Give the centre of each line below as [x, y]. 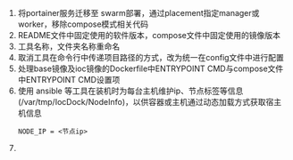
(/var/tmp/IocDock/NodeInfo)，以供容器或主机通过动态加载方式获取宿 [146, 102]
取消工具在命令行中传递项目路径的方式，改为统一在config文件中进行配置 [151, 57]
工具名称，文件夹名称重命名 [69, 46]
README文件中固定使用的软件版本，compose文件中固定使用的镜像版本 [149, 35]
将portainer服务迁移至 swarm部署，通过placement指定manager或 [138, 13]
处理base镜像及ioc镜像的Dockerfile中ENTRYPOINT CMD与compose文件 [151, 68]
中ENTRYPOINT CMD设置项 [69, 80]
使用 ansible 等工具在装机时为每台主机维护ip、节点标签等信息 [130, 91]
